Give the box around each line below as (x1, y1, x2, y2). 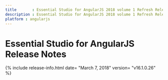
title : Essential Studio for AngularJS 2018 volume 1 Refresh (5, 7, 153, 12)
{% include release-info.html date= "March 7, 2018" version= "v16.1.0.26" (5, 65, 156, 71)
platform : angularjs (5, 16, 50, 21)
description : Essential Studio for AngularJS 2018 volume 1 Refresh (5, 12, 153, 17)
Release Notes (5, 48, 66, 60)
